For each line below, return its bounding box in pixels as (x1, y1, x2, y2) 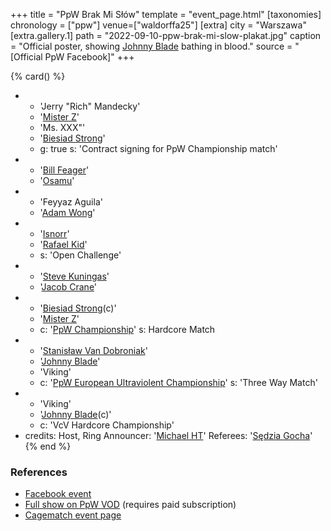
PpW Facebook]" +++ (44, 51, 135, 63)
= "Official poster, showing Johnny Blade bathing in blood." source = (10, 40, 293, 52)
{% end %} (24, 440, 72, 452)
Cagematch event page (24, 509, 122, 521)
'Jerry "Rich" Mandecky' (39, 100, 141, 112)
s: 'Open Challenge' (39, 249, 122, 261)
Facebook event (24, 488, 92, 500)
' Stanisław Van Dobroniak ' (39, 345, 148, 356)
